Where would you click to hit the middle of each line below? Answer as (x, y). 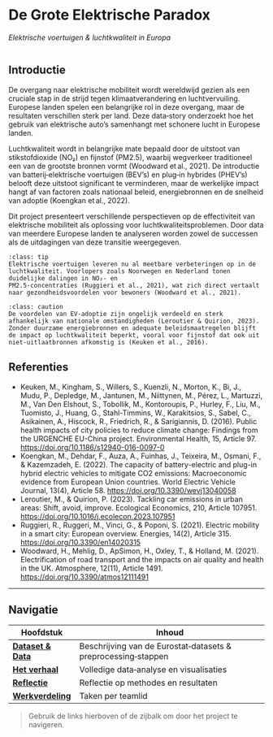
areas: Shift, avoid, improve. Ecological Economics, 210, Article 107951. (139, 507)
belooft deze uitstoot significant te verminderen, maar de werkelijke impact (134, 183)
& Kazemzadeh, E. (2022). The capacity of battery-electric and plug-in (139, 464)
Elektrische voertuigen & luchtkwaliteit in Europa (90, 37)
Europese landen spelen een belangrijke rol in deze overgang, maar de (127, 106)
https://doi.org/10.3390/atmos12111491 (84, 577)
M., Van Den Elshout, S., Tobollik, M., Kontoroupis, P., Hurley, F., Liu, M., (141, 404)
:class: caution (36, 306)
